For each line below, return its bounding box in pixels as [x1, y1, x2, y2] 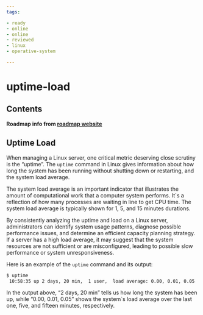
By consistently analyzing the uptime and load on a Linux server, [6, 216, 168, 224]
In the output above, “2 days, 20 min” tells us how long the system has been [6, 289, 198, 296]
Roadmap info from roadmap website [6, 120, 102, 127]
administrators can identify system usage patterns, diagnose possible [6, 223, 182, 230]
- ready [6, 19, 26, 26]
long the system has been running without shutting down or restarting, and [6, 167, 194, 174]
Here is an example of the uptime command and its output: [6, 260, 153, 268]
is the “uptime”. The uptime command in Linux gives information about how [6, 160, 194, 168]
